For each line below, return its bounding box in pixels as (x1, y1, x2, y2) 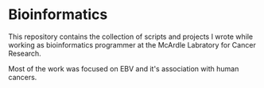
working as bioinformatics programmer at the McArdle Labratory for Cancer (8, 40, 256, 49)
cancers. (8, 72, 37, 82)
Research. (8, 48, 41, 58)
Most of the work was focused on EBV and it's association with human (8, 63, 239, 73)
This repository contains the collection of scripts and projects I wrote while (8, 32, 253, 41)
